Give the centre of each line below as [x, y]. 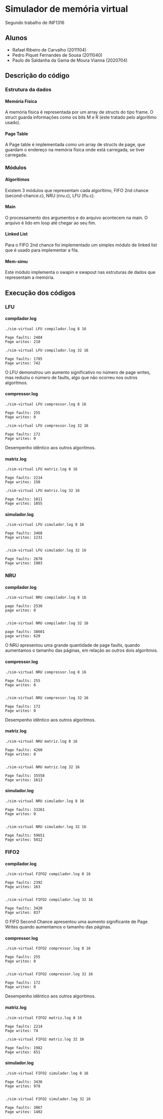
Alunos [16, 38]
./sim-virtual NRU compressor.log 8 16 [46, 672]
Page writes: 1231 [24, 537]
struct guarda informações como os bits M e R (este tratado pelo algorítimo [81, 117]
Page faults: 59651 [25, 836]
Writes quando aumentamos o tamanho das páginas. [58, 927]
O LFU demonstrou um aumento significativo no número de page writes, [78, 372]
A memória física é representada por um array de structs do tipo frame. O [79, 112]
